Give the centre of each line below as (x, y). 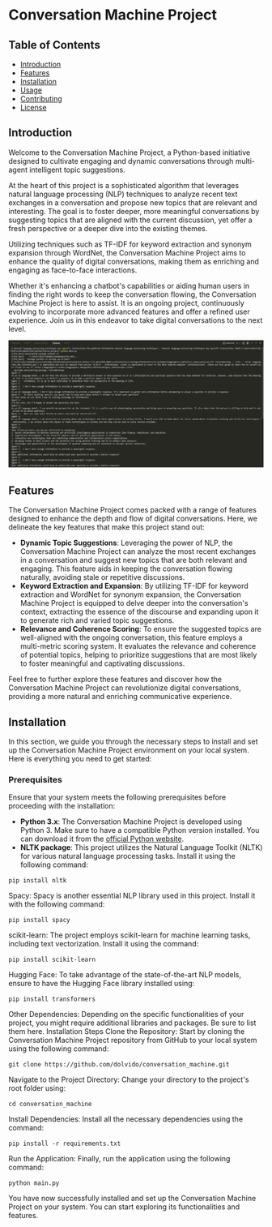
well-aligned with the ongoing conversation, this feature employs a (131, 637)
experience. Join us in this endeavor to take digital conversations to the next (136, 320)
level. (17, 328)
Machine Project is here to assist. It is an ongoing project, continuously (126, 302)
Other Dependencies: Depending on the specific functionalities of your (126, 1015)
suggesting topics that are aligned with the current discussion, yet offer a (130, 220)
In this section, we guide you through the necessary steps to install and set (133, 741)
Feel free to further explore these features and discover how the (115, 680)
